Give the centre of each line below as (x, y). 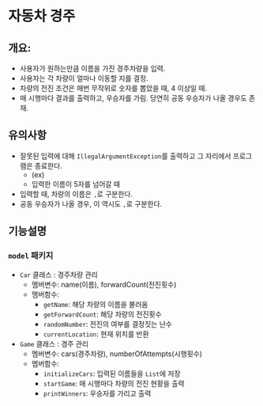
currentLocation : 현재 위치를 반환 (96, 334)
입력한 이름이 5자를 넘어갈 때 (76, 184)
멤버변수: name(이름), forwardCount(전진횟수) (104, 284)
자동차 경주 (42, 16)
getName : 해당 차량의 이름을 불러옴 (96, 304)
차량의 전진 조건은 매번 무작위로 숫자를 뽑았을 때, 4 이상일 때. (113, 88)
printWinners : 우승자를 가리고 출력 (97, 393)
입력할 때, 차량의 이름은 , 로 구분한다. (76, 194)
